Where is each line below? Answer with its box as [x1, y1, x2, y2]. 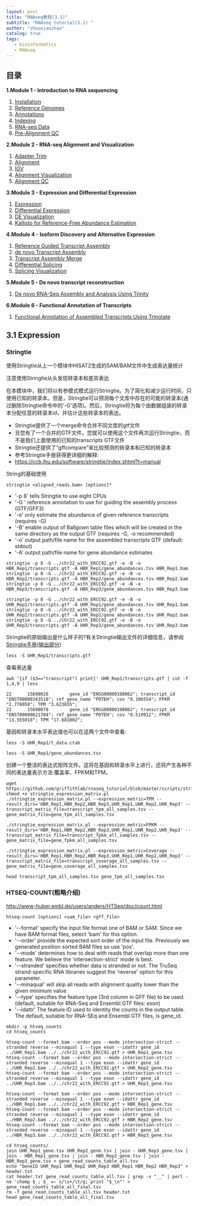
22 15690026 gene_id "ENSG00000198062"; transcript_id [6, 691, 176, 698]
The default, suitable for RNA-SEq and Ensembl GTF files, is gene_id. [14, 1012, 182, 1019]
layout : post [6, 8, 38, 15]
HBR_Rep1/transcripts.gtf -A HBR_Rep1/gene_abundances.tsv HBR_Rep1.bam [6, 566, 189, 572]
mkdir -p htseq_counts [6, 1023, 62, 1029]
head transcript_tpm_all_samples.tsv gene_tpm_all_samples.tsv [6, 874, 165, 880]
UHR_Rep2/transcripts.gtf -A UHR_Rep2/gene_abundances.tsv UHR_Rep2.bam [6, 612, 189, 618]
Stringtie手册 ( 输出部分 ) [6, 641, 62, 648]
